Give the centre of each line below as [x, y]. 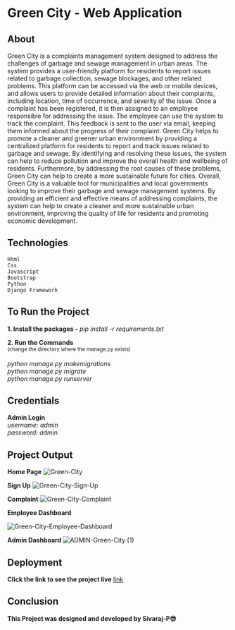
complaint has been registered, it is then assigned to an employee [103, 108]
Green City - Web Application [95, 13]
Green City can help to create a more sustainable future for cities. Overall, [114, 176]
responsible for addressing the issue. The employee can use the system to [115, 116]
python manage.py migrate [47, 371]
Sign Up [19, 485]
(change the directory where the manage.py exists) [69, 349]
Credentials [33, 401]
